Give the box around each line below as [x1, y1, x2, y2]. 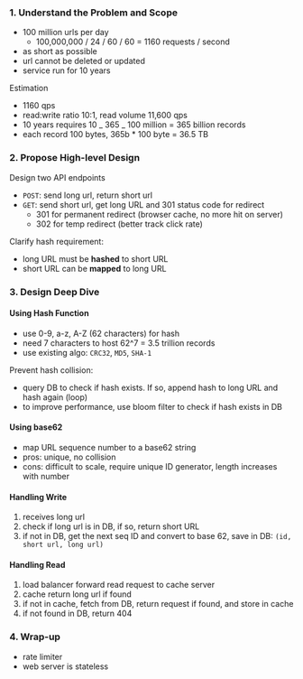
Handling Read [9, 559, 66, 570]
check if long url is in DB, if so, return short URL [22, 521, 200, 532]
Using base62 [9, 422, 63, 433]
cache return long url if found [22, 589, 133, 600]
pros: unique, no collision [22, 451, 116, 462]
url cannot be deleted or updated [22, 56, 146, 67]
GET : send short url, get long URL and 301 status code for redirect [22, 199, 265, 209]
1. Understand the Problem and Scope [9, 6, 179, 19]
